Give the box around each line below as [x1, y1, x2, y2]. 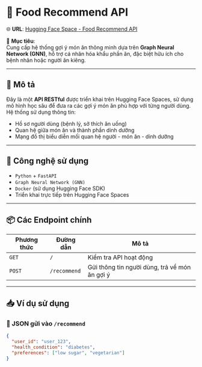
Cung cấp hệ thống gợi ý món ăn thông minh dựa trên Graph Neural [6, 43, 174, 51]
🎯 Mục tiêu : [6, 37, 35, 45]
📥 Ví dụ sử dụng [6, 298, 70, 309]
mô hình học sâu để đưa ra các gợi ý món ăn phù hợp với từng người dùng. [6, 102, 191, 109]
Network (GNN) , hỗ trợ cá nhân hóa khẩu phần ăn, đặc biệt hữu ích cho [6, 50, 184, 57]
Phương [15, 236, 38, 244]
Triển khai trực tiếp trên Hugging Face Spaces [14, 191, 129, 198]
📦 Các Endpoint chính [6, 215, 92, 225]
